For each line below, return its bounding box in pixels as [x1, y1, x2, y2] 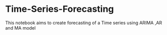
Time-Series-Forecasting [5, 3, 114, 15]
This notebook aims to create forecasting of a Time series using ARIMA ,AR [5, 20, 162, 26]
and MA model [5, 25, 36, 31]
